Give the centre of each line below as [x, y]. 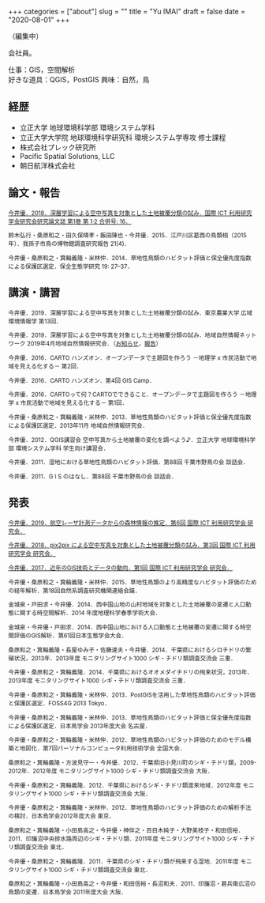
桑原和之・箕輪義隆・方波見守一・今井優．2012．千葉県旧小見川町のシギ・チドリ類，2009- [132, 763]
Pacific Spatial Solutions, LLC [67, 156]
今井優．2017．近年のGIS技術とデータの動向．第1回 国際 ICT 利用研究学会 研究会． [121, 569]
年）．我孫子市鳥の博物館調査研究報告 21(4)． [69, 244]
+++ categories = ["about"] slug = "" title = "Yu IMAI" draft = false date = [127, 11]
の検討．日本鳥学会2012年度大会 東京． [62, 816]
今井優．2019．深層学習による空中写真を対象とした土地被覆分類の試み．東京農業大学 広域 [131, 313]
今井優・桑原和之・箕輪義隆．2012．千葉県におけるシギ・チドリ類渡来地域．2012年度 [125, 785]
